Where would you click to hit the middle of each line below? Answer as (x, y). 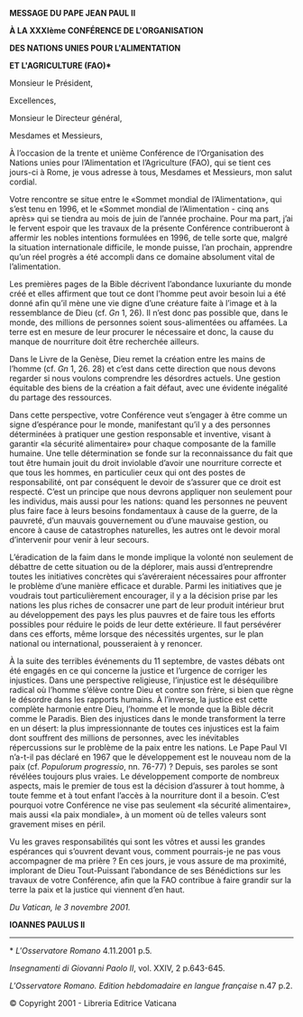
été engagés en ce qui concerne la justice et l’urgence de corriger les (138, 671)
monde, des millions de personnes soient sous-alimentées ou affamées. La (149, 322)
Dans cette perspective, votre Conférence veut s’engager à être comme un (148, 415)
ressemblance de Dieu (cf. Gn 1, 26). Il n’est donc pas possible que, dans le (149, 313)
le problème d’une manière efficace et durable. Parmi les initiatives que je (146, 586)
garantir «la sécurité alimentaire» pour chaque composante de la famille (143, 443)
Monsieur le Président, (51, 83)
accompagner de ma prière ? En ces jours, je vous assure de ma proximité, (148, 861)
